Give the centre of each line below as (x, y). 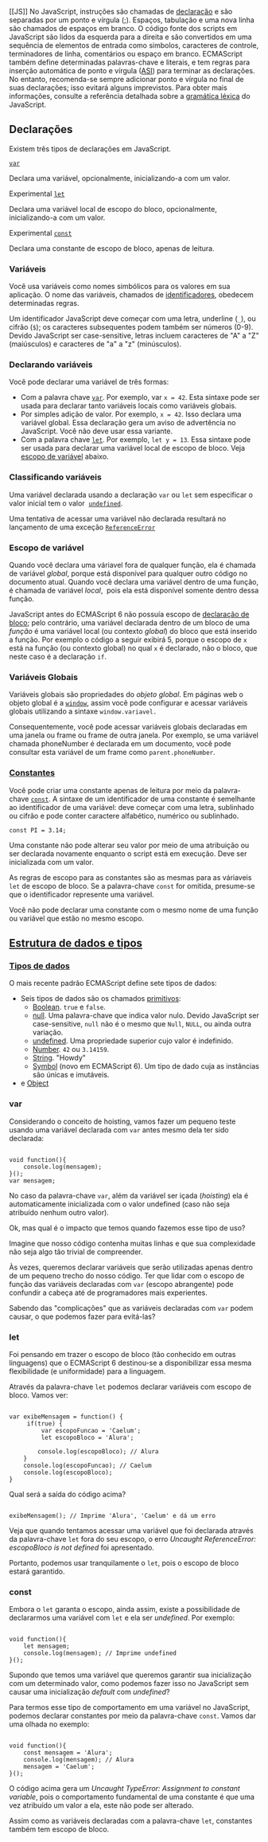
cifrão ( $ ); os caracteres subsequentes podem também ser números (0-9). (131, 327)
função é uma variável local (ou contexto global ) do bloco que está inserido (133, 631)
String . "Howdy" (59, 1058)
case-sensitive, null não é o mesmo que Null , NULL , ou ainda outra (142, 1024)
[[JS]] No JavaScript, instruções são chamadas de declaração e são (121, 12)
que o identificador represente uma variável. (82, 894)
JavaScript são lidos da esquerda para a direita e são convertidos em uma (131, 37)
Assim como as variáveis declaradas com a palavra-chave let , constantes (131, 1821)
